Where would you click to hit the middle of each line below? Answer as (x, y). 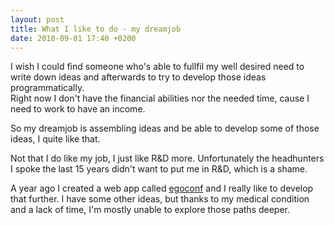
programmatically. (47, 88)
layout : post (37, 19)
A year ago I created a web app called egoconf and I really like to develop (162, 188)
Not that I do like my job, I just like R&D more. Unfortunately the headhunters (167, 158)
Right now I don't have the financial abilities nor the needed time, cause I (160, 98)
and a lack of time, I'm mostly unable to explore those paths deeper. (150, 210)
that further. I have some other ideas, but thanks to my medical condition (160, 199)
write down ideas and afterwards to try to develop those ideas (138, 77)
